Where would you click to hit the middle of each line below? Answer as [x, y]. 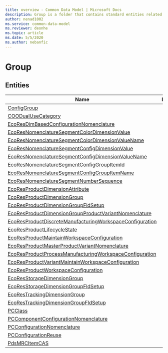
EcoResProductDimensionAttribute [48, 189]
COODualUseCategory [34, 116]
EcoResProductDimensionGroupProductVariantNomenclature [79, 213]
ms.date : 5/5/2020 [24, 38]
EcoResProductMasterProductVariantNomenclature [68, 246]
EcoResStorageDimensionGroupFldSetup [56, 286]
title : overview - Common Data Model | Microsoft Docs [63, 10]
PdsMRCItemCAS [28, 343]
